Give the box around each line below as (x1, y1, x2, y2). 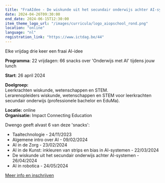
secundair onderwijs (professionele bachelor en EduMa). (5, 97, 120, 103)
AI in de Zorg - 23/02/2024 (12, 142, 67, 148)
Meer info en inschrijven (5, 172, 54, 178)
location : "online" (5, 26, 45, 30)
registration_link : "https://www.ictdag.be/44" (5, 35, 105, 40)
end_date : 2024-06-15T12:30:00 (5, 16, 69, 21)
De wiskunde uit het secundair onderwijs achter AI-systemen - (12, 152, 139, 158)
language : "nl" (5, 30, 36, 35)
